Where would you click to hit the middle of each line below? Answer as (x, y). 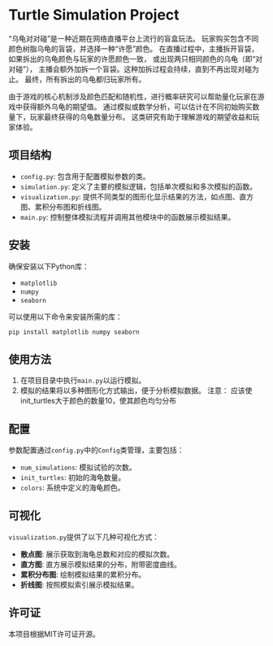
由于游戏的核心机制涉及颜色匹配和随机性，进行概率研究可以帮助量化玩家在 (133, 96)
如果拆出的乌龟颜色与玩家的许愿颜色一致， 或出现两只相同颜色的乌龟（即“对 (136, 59)
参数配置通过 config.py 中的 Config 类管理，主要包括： (96, 450)
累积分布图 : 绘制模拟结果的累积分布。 (83, 574)
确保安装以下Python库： (49, 266)
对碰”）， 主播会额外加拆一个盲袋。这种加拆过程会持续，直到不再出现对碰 (130, 69)
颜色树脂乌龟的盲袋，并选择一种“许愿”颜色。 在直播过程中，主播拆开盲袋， (134, 48)
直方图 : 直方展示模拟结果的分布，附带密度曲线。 (100, 564)
